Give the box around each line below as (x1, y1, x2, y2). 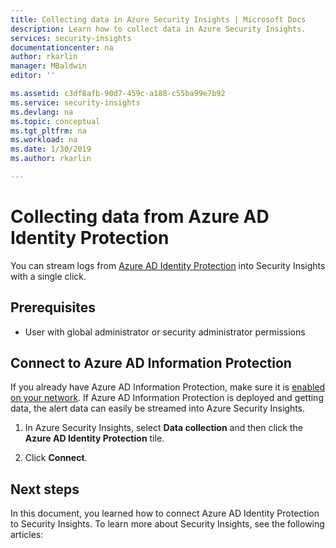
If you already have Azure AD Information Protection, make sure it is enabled (10, 381, 326, 393)
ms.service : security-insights (10, 97, 141, 108)
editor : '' (10, 71, 56, 81)
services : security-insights (10, 33, 132, 43)
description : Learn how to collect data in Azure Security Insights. (10, 24, 307, 34)
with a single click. (10, 270, 87, 282)
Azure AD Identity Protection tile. (24, 432, 165, 445)
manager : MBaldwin (10, 61, 87, 71)
